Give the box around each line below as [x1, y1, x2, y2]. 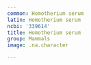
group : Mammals [7, 36, 51, 42]
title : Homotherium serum [7, 29, 81, 36]
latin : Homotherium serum [7, 16, 81, 23]
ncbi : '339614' [7, 23, 51, 29]
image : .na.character [7, 42, 69, 49]
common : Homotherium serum [7, 10, 84, 17]
